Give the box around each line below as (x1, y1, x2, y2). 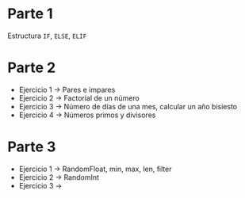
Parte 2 (7, 59, 56, 77)
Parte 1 (7, 5, 53, 23)
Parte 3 (7, 138, 56, 156)
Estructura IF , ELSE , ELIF (7, 31, 87, 40)
